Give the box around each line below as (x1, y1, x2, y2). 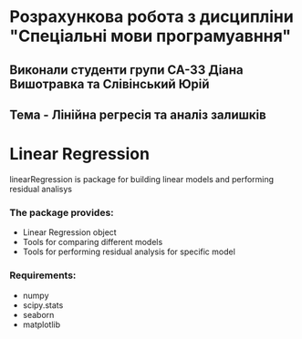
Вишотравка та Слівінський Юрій (9, 76, 210, 92)
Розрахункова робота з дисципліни (9, 6, 294, 27)
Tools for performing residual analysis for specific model (22, 246, 235, 257)
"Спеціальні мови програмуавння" (9, 26, 292, 46)
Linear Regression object (22, 227, 117, 238)
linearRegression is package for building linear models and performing (9, 173, 275, 184)
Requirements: (9, 269, 77, 282)
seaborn (22, 309, 55, 320)
